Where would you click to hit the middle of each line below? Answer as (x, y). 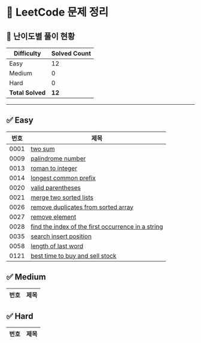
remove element (54, 217)
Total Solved (28, 92)
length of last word (57, 246)
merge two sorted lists (62, 197)
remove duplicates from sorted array (82, 207)
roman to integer (54, 168)
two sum (43, 148)
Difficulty (28, 53)
